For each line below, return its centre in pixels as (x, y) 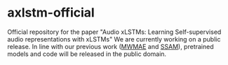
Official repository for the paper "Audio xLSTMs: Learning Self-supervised (114, 32)
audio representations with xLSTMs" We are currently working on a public (114, 39)
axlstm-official (51, 13)
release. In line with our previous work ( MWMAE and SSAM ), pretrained (110, 46)
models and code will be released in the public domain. (87, 54)
